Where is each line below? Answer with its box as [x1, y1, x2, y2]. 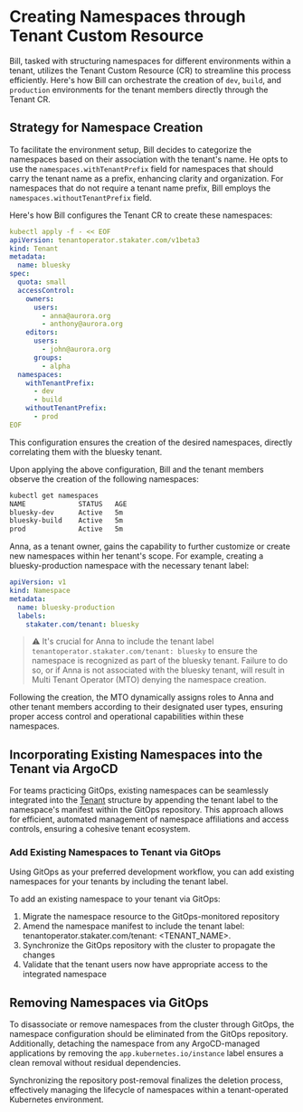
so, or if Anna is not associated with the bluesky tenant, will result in [31, 664, 285, 675]
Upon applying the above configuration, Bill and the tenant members [9, 464, 264, 475]
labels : [17, 611, 47, 620]
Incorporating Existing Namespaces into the [9, 747, 263, 762]
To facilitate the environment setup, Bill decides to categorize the [9, 144, 251, 155]
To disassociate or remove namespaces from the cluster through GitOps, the [9, 1019, 295, 1030]
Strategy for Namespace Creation [9, 120, 204, 136]
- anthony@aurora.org [42, 319, 124, 329]
